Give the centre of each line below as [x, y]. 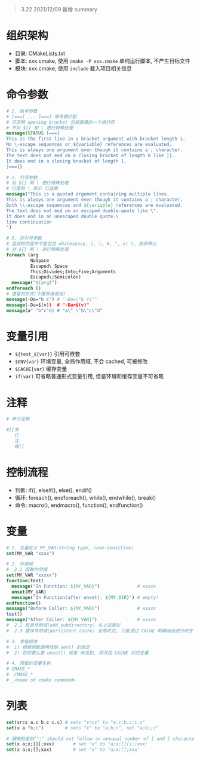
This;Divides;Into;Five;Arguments [73, 271]
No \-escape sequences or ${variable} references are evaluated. [89, 145]
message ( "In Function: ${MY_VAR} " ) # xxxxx [84, 586]
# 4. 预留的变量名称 [29, 664]
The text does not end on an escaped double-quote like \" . [83, 211]
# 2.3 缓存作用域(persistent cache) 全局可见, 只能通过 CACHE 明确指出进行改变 [100, 631]
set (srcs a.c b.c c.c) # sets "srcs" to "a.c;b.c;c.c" [76, 722]
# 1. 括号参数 [22, 111]
